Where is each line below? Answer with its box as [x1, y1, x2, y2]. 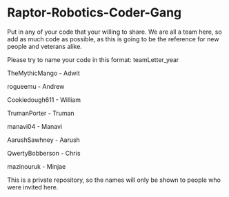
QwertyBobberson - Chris [7, 149, 81, 157]
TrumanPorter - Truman [7, 109, 74, 117]
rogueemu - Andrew [7, 82, 65, 90]
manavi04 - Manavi [7, 122, 63, 130]
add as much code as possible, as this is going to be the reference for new [7, 34, 219, 43]
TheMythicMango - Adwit [7, 69, 81, 77]
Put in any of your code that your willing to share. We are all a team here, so [7, 28, 222, 36]
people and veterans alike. [7, 42, 83, 50]
